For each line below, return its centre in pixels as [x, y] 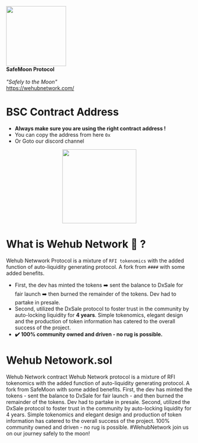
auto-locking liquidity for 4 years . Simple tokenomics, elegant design [99, 315]
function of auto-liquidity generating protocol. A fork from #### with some [95, 267]
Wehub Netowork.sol [59, 360]
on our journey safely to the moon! [48, 433]
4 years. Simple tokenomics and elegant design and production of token [94, 415]
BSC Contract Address [63, 112]
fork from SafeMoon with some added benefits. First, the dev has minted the [99, 389]
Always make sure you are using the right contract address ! [90, 128]
